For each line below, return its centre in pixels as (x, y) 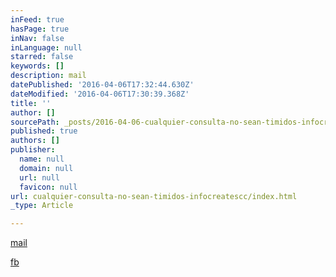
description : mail (48, 76)
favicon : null (48, 187)
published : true (44, 131)
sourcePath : (35, 122)
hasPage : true (40, 29)
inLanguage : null (46, 47)
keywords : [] (37, 66)
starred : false (42, 57)
